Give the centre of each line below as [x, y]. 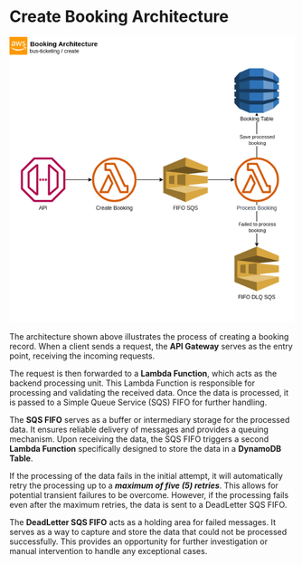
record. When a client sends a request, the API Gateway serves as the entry [151, 346]
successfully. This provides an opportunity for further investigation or [139, 541]
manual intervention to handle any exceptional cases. [109, 551]
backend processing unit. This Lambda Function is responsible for [132, 383]
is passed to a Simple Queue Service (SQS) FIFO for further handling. [138, 402]
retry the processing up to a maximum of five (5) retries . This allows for [144, 485]
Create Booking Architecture [119, 17]
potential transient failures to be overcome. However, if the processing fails [149, 494]
